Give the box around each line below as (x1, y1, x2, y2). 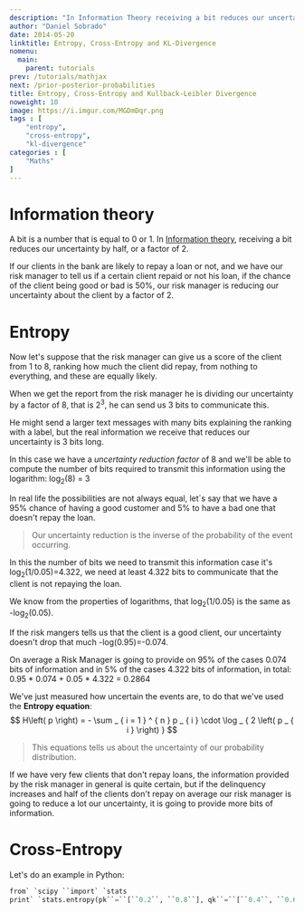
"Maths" (25, 156, 54, 166)
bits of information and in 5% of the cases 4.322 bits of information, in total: (9, 664, 292, 675)
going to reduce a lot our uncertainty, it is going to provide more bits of (9, 798, 273, 809)
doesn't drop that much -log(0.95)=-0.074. (9, 637, 169, 648)
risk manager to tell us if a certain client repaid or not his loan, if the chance (9, 271, 291, 282)
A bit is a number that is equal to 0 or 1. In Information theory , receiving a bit (9, 234, 292, 245)
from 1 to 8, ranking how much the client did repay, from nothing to (9, 361, 258, 372)
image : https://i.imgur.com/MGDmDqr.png (9, 106, 165, 115)
